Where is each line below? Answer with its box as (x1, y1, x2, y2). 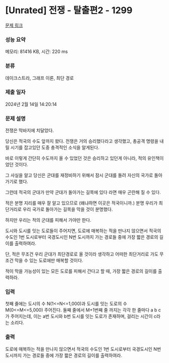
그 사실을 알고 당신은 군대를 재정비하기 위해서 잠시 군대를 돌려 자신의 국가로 (5, 172, 153, 178)
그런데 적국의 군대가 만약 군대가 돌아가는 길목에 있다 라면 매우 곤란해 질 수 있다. (5, 189, 161, 195)
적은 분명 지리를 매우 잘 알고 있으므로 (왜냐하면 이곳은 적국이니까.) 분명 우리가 (5, 200, 158, 206)
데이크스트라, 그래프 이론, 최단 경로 (5, 75, 74, 81)
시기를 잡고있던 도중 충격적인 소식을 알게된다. (10, 144, 100, 150)
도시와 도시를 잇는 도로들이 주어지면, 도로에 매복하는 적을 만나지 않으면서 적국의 (5, 228, 161, 234)
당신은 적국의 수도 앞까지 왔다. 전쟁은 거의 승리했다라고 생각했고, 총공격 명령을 (5, 138, 159, 144)
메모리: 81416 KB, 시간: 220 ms (5, 48, 68, 55)
